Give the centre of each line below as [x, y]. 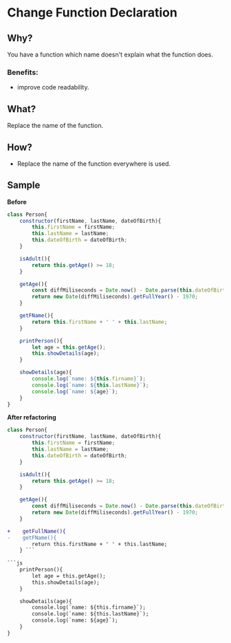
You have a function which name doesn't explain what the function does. [110, 54]
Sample [24, 185]
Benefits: [23, 72]
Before [17, 201]
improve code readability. [53, 87]
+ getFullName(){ [37, 531]
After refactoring [32, 417]
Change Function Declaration [92, 13]
